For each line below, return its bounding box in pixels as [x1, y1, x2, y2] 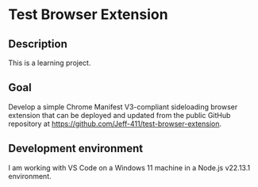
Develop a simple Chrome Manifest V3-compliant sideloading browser [8, 101, 238, 112]
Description [8, 37, 67, 51]
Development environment [8, 142, 144, 155]
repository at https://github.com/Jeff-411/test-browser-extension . [8, 119, 222, 128]
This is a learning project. [8, 58, 91, 67]
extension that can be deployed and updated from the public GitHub [8, 110, 231, 120]
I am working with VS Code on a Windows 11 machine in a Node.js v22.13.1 [8, 162, 251, 172]
